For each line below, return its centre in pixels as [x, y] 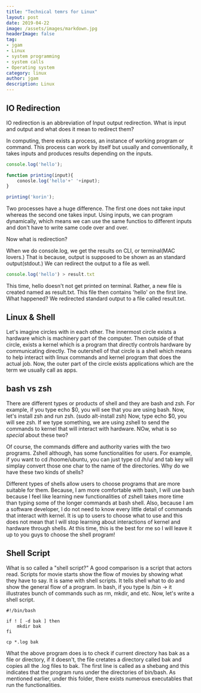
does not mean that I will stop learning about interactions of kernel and [93, 522]
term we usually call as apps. [42, 370]
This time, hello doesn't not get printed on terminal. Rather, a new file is [94, 286]
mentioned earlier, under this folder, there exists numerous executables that [99, 678]
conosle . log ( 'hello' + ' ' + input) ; [59, 181]
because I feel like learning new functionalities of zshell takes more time [95, 496]
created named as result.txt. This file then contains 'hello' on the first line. [97, 292]
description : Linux [31, 84]
